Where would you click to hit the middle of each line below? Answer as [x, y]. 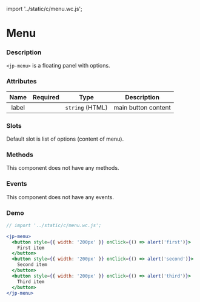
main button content [142, 107]
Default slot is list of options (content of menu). [65, 139]
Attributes [22, 82]
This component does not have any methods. [63, 168]
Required [46, 97]
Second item [32, 265]
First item [31, 248]
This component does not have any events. [60, 197]
